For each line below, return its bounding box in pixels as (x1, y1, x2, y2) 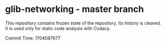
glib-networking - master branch (5, 3, 144, 15)
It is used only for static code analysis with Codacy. (5, 25, 111, 31)
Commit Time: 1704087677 (5, 35, 61, 41)
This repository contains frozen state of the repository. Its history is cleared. (5, 20, 161, 26)
